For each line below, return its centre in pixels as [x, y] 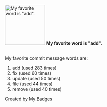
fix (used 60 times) [32, 73]
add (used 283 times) [34, 68]
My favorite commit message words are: [47, 58]
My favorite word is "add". [74, 43]
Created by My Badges [29, 99]
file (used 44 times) [33, 84]
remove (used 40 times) [37, 89]
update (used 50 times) [36, 79]
